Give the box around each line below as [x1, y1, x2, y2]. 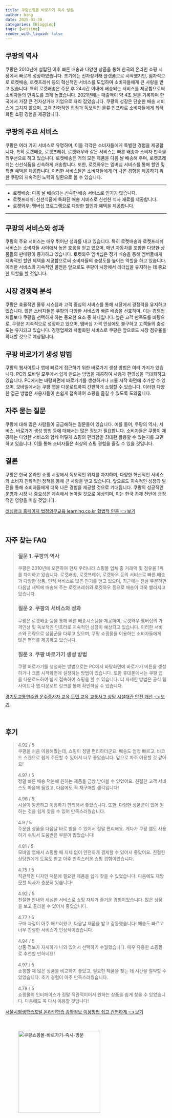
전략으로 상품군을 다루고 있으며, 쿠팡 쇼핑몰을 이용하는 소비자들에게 [27, 630, 162, 636]
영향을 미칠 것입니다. [14, 497, 56, 503]
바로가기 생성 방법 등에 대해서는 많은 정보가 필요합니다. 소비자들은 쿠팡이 [16, 428, 161, 434]
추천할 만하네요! [23, 950, 55, 957]
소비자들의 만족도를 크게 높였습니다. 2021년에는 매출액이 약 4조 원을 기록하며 [5, 92, 159, 98]
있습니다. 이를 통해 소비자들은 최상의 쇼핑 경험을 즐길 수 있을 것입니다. [14, 440, 154, 446]
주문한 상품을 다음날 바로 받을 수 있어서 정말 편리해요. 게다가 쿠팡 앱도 [17, 825, 157, 831]
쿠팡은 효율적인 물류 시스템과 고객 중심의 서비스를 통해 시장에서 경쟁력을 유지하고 [5, 301, 167, 308]
